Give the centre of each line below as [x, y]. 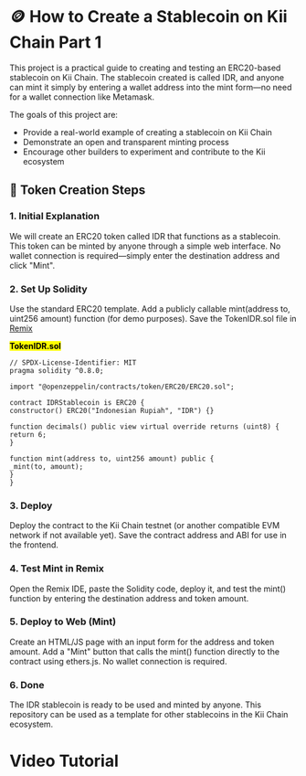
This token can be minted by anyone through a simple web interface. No [145, 246]
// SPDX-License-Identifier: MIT [73, 362]
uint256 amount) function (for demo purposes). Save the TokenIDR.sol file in [153, 318]
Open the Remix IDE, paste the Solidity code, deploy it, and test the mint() [148, 589]
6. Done [27, 685]
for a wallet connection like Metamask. [82, 97]
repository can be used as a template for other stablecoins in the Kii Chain [149, 715]
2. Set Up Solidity [49, 289]
